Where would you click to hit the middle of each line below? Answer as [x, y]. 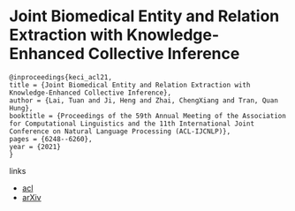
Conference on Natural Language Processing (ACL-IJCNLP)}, [120, 131]
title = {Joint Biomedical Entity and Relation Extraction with [130, 85]
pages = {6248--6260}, [51, 139]
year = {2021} [35, 147]
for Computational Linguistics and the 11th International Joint [132, 124]
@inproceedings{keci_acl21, [61, 77]
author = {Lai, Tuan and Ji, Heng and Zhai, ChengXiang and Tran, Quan [144, 100]
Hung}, [21, 108]
